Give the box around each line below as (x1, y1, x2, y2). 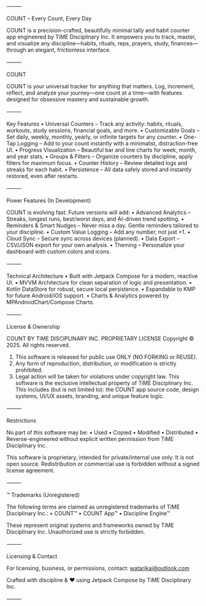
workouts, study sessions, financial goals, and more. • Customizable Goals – (6, 127, 200, 134)
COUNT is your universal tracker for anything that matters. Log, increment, (6, 83, 195, 90)
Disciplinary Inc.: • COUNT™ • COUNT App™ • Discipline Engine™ (6, 510, 170, 517)
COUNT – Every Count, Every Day (6, 15, 92, 22)
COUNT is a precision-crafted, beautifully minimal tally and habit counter (6, 27, 190, 34)
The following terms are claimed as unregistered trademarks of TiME (6, 503, 180, 510)
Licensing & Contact (6, 553, 58, 560)
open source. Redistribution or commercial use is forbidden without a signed (6, 460, 200, 467)
